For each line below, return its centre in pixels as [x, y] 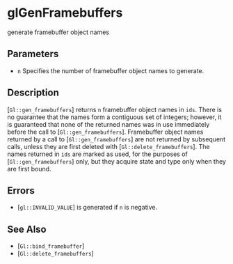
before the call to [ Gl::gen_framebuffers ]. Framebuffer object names [105, 132]
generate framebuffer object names [58, 32]
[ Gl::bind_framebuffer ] [51, 246]
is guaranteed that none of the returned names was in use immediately [109, 124]
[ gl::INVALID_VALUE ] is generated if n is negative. [87, 208]
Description [33, 93]
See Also [27, 229]
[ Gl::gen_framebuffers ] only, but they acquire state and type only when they [116, 161]
